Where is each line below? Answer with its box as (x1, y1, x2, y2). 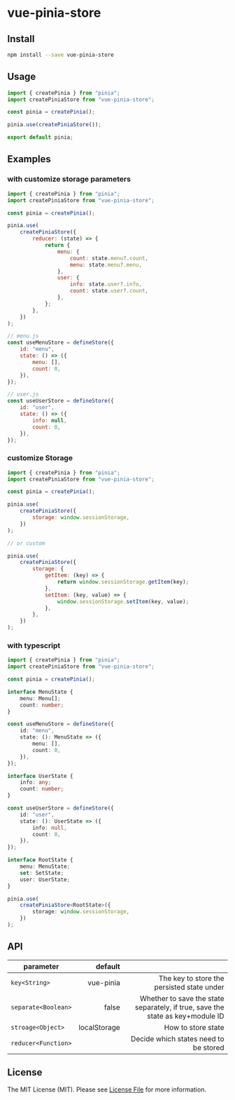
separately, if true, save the (135, 1002, 225, 1012)
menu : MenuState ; (20, 863, 71, 871)
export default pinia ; (7, 134, 73, 141)
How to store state (164, 1022, 225, 1032)
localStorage (78, 1022, 120, 1032)
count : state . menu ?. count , (69, 255, 149, 262)
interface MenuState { (7, 688, 73, 695)
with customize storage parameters (7, 174, 131, 184)
